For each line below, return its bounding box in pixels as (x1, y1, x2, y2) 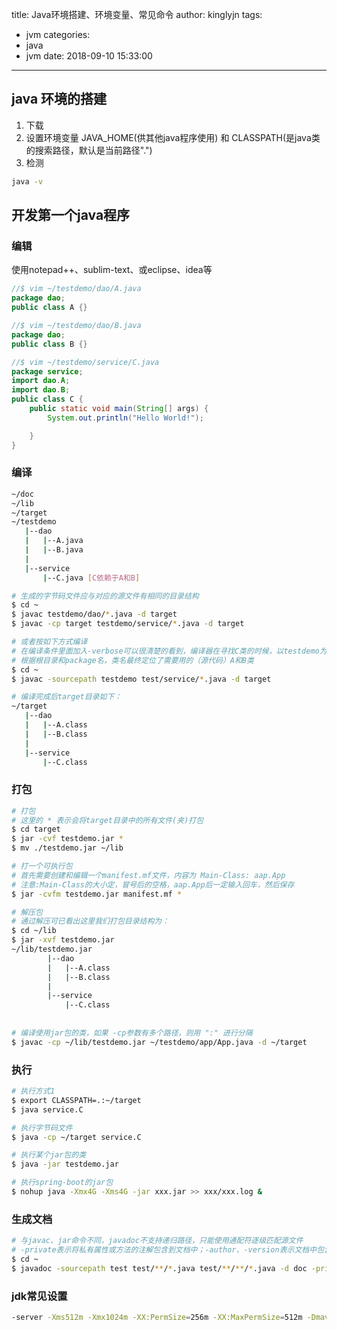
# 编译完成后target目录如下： (11, 692, 123, 702)
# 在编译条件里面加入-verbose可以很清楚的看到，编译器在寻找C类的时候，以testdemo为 (11, 646, 328, 656)
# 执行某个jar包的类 (11, 1150, 87, 1160)
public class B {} (11, 339, 88, 349)
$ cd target (11, 824, 61, 835)
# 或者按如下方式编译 (11, 637, 88, 647)
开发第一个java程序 (11, 207, 131, 224)
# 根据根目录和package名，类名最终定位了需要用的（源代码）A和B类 (11, 655, 254, 665)
